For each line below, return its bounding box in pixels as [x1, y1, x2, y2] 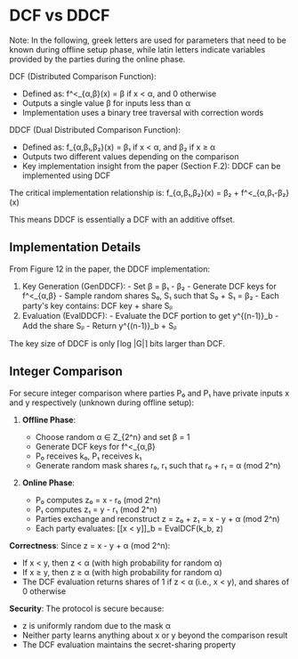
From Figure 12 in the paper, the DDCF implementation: [9, 264, 211, 274]
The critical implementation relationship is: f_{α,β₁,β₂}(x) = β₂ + [9, 187, 239, 198]
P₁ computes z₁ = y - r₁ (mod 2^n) [35, 504, 157, 515]
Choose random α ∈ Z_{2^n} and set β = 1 [35, 431, 190, 442]
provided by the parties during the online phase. [9, 53, 186, 64]
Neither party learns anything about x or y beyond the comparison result [21, 630, 288, 640]
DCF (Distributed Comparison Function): [9, 70, 157, 81]
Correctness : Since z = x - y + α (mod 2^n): [9, 540, 171, 550]
